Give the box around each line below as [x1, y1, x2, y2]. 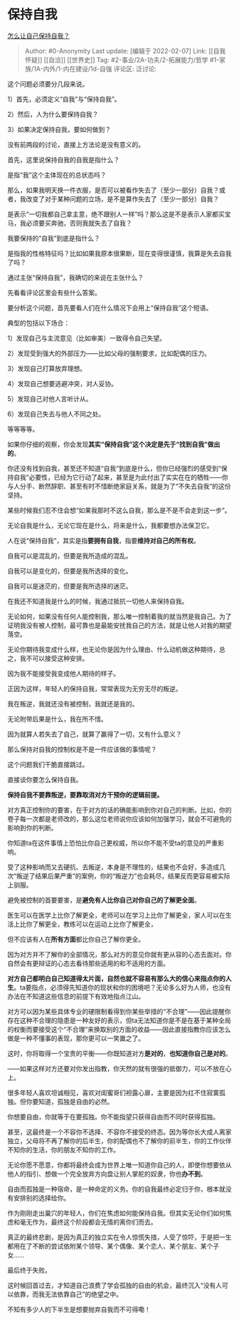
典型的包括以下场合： [7, 318, 70, 327]
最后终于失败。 [7, 1266, 51, 1274]
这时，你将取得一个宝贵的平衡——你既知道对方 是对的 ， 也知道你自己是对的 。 [7, 1049, 232, 1057]
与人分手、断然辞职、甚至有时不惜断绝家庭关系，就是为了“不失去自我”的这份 [7, 482, 231, 490]
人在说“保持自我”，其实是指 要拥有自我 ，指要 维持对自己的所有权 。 [7, 536, 201, 544]
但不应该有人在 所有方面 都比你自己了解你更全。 [7, 935, 144, 943]
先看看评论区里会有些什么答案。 [7, 288, 101, 297]
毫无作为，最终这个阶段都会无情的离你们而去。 [19, 1217, 157, 1226]
